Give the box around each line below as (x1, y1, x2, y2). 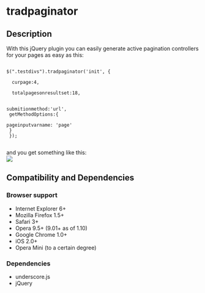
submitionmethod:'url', (6, 106, 67, 112)
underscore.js (15, 273, 51, 280)
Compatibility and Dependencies (6, 172, 135, 183)
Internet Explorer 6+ (15, 205, 66, 212)
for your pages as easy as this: (6, 51, 84, 59)
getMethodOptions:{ (9, 111, 59, 117)
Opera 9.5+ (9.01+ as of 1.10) (15, 224, 88, 232)
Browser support (6, 191, 58, 199)
